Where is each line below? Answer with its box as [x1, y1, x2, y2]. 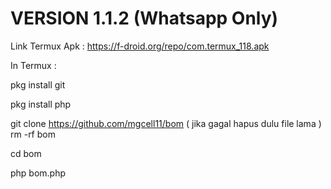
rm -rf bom [10, 128, 56, 140]
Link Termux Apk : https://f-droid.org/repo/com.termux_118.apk [10, 40, 270, 52]
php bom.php [10, 167, 67, 179]
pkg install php [10, 98, 72, 110]
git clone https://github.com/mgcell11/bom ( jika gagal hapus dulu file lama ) [10, 117, 322, 129]
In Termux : [10, 59, 57, 71]
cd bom [10, 147, 42, 159]
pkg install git [10, 78, 66, 91]
